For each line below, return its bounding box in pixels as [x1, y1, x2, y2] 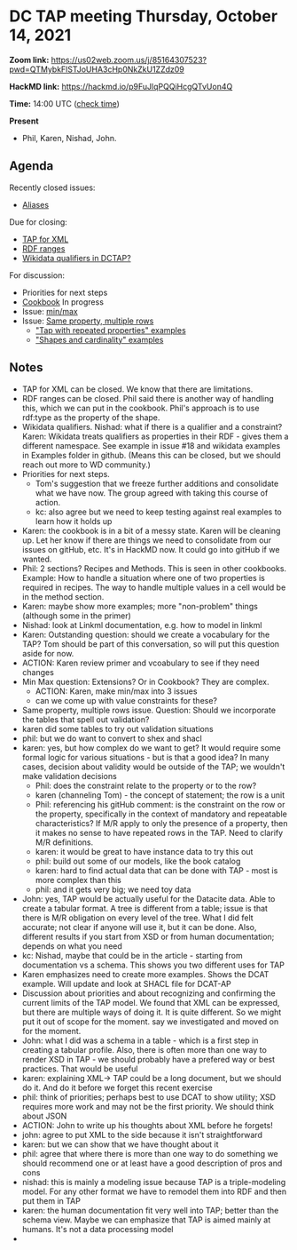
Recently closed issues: [9, 182, 96, 193]
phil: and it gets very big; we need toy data [35, 884, 191, 895]
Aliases [21, 199, 50, 210]
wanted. [21, 553, 52, 564]
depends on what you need [21, 940, 122, 951]
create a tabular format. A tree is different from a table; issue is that [21, 903, 269, 913]
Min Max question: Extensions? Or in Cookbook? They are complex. [21, 676, 270, 687]
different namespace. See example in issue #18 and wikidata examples [21, 440, 281, 450]
